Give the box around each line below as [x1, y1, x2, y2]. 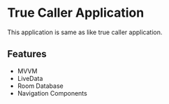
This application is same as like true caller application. [7, 28, 163, 36]
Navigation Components [17, 89, 87, 97]
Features [7, 48, 47, 60]
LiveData [17, 74, 43, 82]
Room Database [17, 82, 64, 90]
